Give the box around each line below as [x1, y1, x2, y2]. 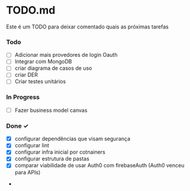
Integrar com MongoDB [14, 58, 72, 65]
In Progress [6, 93, 40, 101]
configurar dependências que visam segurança [14, 135, 131, 143]
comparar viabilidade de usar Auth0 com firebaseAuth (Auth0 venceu [14, 162, 185, 169]
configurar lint [14, 142, 49, 149]
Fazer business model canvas [14, 106, 88, 114]
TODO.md [6, 4, 56, 17]
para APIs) [14, 169, 41, 176]
